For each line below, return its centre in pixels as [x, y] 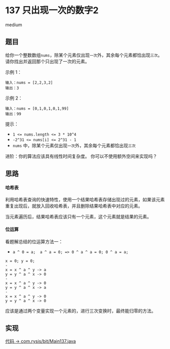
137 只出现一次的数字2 [52, 10]
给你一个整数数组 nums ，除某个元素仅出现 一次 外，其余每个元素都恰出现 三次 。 [84, 55]
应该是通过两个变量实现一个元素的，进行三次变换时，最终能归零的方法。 [80, 311]
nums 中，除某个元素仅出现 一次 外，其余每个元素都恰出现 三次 [74, 145]
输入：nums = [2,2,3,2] [29, 82]
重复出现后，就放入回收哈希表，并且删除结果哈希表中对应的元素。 [74, 206]
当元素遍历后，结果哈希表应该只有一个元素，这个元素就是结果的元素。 [78, 217]
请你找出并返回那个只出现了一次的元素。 [47, 61]
